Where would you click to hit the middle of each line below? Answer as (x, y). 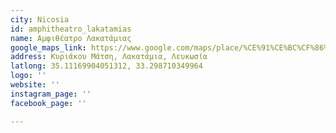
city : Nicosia (40, 19)
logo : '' (28, 76)
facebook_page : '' (48, 103)
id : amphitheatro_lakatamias (71, 29)
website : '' (35, 85)
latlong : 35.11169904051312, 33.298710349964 (106, 66)
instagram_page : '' (51, 94)
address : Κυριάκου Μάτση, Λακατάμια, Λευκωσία (109, 57)
